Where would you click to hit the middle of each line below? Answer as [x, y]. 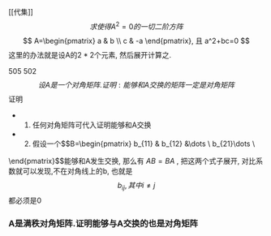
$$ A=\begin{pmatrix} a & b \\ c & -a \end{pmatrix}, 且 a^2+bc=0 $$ [136, 41]
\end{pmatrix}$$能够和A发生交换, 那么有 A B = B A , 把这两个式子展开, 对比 [132, 161]
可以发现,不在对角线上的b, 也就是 [77, 171]
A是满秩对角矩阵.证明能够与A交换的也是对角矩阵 [103, 224]
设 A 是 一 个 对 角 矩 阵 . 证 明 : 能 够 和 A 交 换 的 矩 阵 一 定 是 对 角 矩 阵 [136, 84]
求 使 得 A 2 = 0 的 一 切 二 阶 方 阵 [136, 26]
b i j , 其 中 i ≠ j [136, 186]
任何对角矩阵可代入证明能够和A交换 [92, 125]
